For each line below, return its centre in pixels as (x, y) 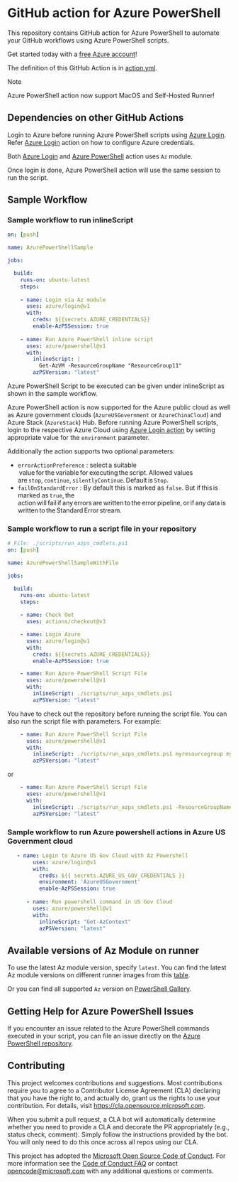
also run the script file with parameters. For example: (84, 721)
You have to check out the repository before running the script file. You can (117, 714)
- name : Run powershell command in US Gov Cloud (99, 902)
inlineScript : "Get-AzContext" (85, 922)
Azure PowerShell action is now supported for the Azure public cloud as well (119, 407)
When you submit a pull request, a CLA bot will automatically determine (112, 1119)
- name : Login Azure (50, 635)
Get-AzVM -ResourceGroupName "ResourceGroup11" (110, 366)
